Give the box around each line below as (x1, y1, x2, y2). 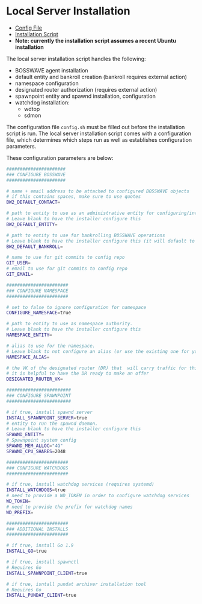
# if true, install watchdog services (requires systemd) (6, 482, 155, 488)
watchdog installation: (14, 98, 70, 106)
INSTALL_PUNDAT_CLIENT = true (6, 593, 77, 599)
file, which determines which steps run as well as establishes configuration (6, 136, 192, 143)
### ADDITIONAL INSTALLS (6, 526, 69, 532)
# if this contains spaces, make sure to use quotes (6, 194, 141, 200)
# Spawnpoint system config (6, 437, 77, 443)
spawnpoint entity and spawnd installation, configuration (14, 92, 156, 100)
